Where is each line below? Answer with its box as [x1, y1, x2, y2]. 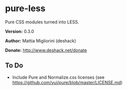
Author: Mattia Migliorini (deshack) [5, 37, 76, 44]
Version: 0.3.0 [5, 28, 34, 34]
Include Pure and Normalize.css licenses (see [12, 74, 104, 80]
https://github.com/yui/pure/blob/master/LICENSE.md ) [12, 79, 123, 85]
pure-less [5, 3, 46, 14]
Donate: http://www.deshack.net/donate [5, 47, 87, 53]
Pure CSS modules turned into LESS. [5, 19, 79, 25]
